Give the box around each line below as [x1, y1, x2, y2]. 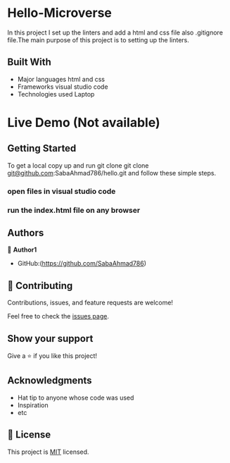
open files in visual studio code [7, 186, 116, 196]
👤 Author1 [7, 245, 37, 254]
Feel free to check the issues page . [7, 312, 109, 321]
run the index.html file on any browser [7, 205, 141, 215]
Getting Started [7, 142, 77, 154]
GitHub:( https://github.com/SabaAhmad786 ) [17, 259, 146, 268]
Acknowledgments [7, 375, 93, 387]
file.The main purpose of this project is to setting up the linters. [7, 35, 190, 44]
